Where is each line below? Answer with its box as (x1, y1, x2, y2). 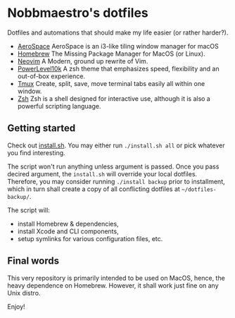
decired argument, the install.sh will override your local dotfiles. (7, 169, 198, 178)
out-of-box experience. (17, 72, 86, 80)
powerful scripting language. (17, 102, 101, 110)
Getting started (7, 122, 76, 135)
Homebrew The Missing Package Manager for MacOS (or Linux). (17, 49, 205, 58)
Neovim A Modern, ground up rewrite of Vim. (17, 56, 148, 65)
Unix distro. (7, 288, 41, 297)
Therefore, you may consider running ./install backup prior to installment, (7, 177, 225, 185)
